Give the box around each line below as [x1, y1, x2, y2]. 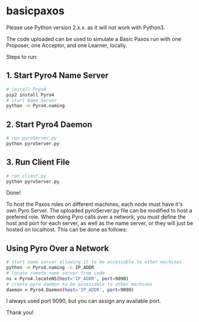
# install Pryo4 [6, 86, 46, 92]
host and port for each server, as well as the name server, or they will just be [6, 220, 194, 227]
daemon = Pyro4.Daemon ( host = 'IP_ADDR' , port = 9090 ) [6, 287, 134, 293]
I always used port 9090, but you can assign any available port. [6, 298, 162, 305]
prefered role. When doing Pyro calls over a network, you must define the [6, 213, 186, 221]
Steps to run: [6, 53, 38, 60]
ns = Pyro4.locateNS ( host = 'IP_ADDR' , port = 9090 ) [6, 276, 129, 282]
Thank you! [6, 309, 34, 316]
